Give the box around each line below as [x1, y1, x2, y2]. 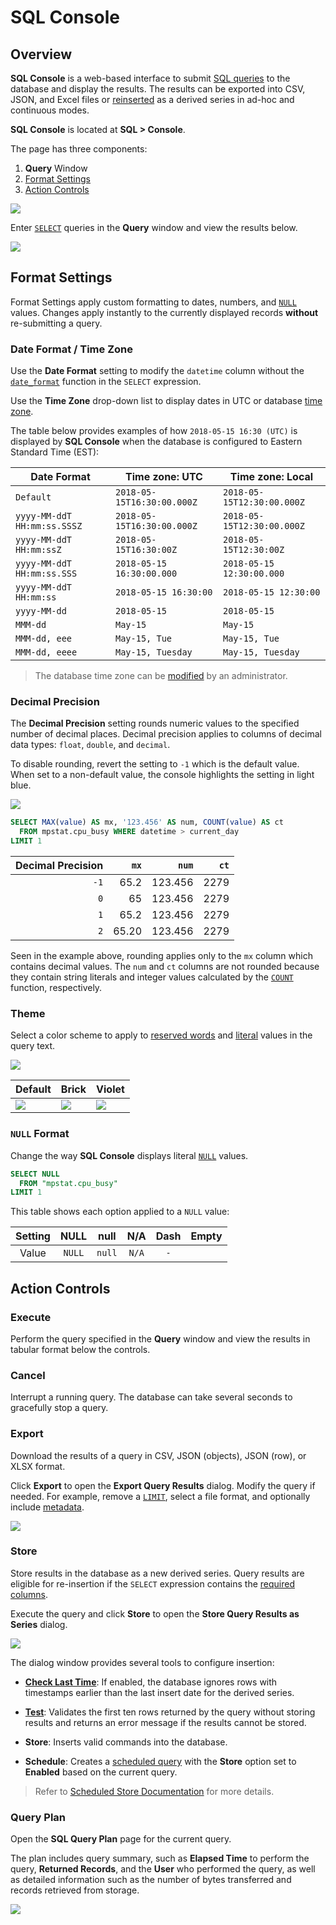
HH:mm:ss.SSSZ [15, 521, 83, 532]
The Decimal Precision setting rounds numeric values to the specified [10, 717, 300, 730]
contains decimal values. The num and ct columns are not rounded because [10, 961, 320, 973]
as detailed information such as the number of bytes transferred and [10, 1874, 292, 1886]
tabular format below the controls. [10, 1343, 151, 1355]
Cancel [10, 1368, 46, 1382]
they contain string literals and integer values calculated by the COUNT [10, 971, 294, 983]
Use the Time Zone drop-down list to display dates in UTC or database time [10, 395, 323, 407]
